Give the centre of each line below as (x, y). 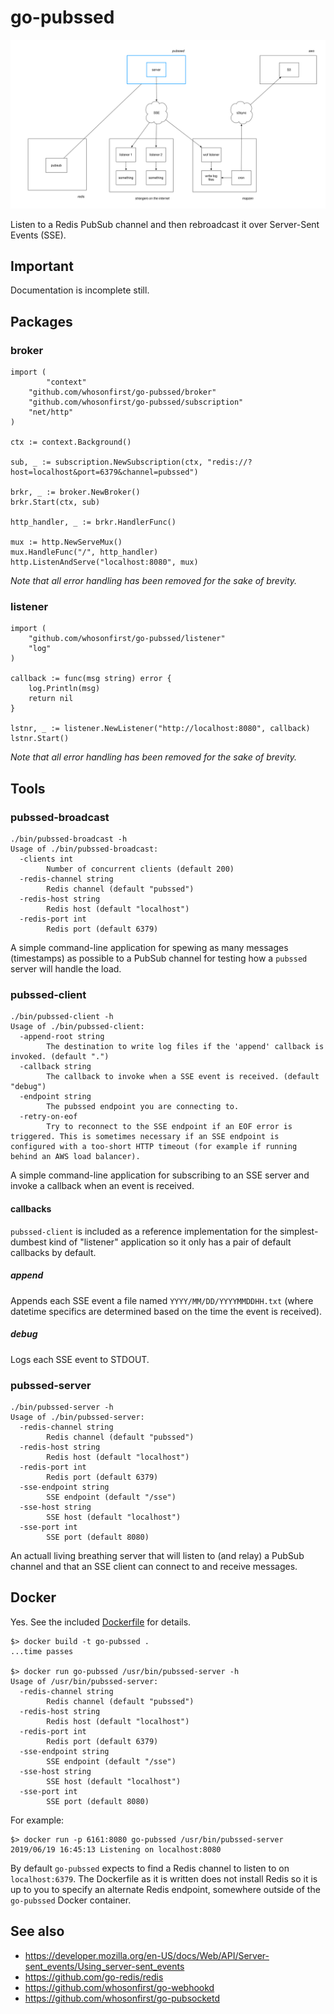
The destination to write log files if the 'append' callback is (185, 1047)
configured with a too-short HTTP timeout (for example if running (154, 1147)
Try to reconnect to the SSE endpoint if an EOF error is (169, 1127)
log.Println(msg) (64, 689)
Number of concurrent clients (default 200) (140, 869)
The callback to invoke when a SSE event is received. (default (183, 1077)
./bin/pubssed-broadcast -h (69, 839)
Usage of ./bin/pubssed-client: (77, 1027)
